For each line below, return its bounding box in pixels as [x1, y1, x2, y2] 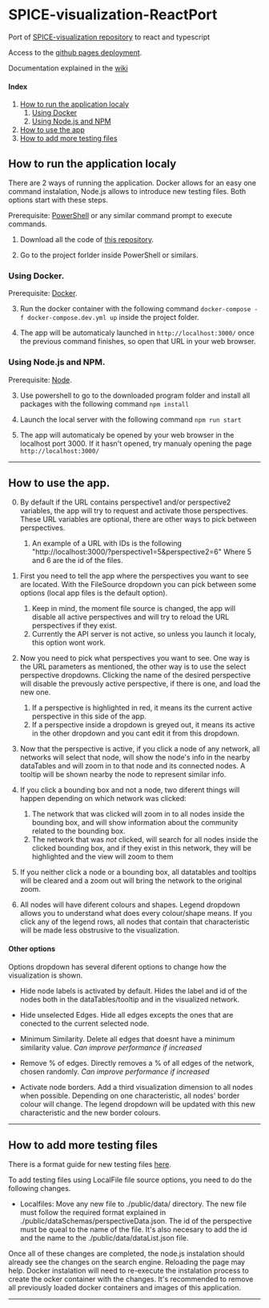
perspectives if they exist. [31, 621, 118, 630]
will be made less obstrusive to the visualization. [19, 925, 180, 935]
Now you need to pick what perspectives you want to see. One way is [19, 654, 251, 663]
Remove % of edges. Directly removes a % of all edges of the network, [19, 1058, 255, 1067]
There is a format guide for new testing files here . [8, 1160, 172, 1169]
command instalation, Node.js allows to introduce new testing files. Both [8, 186, 247, 196]
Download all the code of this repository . [19, 234, 155, 244]
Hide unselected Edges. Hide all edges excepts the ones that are [19, 1010, 234, 1019]
